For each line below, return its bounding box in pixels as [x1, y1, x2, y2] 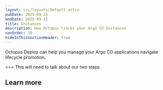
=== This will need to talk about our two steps [5, 63, 100, 70]
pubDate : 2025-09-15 [5, 12, 48, 17]
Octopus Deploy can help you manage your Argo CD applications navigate [5, 48, 158, 55]
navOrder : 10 [5, 30, 32, 35]
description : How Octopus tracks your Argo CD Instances [5, 26, 126, 31]
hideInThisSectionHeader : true [5, 35, 70, 40]
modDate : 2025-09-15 [5, 16, 48, 21]
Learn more [5, 78, 42, 87]
